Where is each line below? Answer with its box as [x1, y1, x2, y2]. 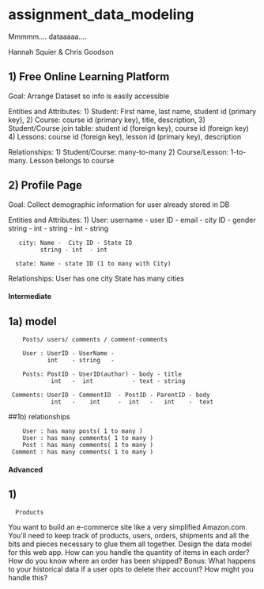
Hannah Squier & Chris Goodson [8, 47, 114, 56]
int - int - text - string [50, 377, 186, 385]
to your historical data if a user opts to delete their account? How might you [8, 564, 255, 574]
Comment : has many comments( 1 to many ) [11, 448, 154, 456]
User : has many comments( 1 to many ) [22, 434, 154, 442]
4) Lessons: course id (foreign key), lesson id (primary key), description [8, 132, 242, 141]
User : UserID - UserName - [22, 349, 115, 358]
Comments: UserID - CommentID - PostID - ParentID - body [11, 391, 211, 399]
